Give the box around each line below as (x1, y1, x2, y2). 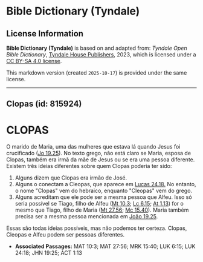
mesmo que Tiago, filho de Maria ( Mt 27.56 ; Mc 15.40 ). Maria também (14, 206, 189, 213)
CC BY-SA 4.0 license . (6, 58, 62, 64)
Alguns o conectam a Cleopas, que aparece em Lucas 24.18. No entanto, (14, 181, 196, 188)
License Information (6, 29, 83, 39)
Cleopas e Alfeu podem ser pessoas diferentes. (6, 231, 125, 238)
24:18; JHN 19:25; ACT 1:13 (14, 249, 83, 257)
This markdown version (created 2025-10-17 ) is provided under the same (6, 69, 187, 76)
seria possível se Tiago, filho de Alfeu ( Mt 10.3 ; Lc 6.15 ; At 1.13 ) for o (14, 200, 184, 207)
